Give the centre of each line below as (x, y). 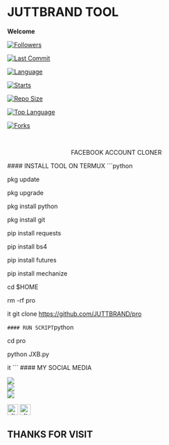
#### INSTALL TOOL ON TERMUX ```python (70, 166)
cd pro (17, 340)
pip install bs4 (27, 246)
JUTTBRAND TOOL (63, 12)
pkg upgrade (25, 192)
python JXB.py (28, 354)
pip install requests (34, 233)
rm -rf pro (21, 300)
